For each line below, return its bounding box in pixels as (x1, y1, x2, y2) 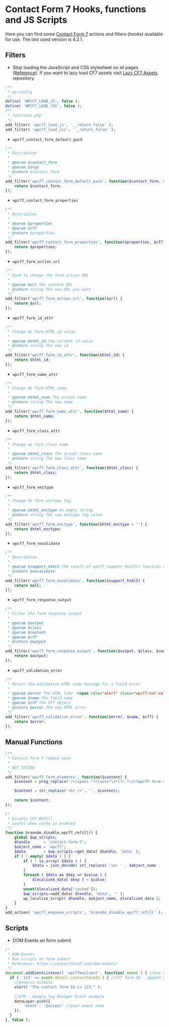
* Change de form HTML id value (7, 329, 75, 334)
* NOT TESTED (7, 765, 35, 770)
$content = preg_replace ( (14, 779, 69, 784)
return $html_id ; (14, 357, 51, 362)
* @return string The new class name (7, 456, 87, 461)
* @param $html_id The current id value (7, 338, 94, 344)
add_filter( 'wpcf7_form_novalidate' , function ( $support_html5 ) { (5, 578, 145, 583)
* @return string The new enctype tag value (7, 512, 102, 518)
